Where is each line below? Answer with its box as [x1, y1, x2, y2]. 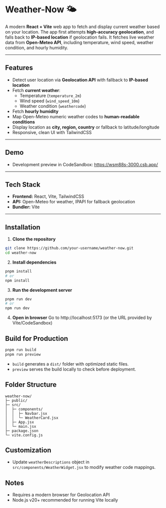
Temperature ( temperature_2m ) [19, 92, 82, 98]
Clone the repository [12, 236, 56, 242]
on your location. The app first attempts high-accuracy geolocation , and [5, 29, 154, 35]
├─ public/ [5, 398, 28, 403]
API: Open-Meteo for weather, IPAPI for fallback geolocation [12, 199, 135, 205]
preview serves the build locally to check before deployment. [12, 366, 136, 372]
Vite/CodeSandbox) [12, 320, 53, 326]
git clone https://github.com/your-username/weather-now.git [5, 246, 134, 251]
